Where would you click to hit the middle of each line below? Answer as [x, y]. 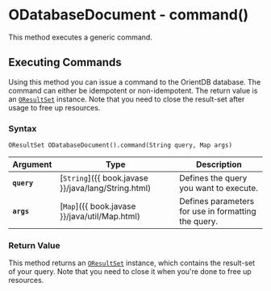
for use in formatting [217, 211]
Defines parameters [217, 202]
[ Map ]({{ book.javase [98, 206]
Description [219, 164]
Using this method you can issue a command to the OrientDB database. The [135, 81]
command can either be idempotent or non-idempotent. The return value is [133, 90]
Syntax [23, 128]
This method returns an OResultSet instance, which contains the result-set [132, 263]
